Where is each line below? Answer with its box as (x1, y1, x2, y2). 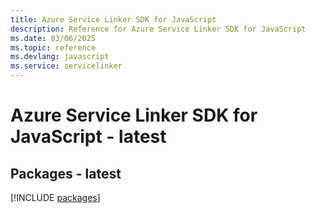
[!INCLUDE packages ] (10, 192, 101, 203)
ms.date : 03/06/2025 (10, 33, 97, 43)
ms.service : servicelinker (10, 61, 123, 71)
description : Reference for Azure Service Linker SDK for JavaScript (10, 24, 307, 34)
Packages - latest (10, 165, 122, 182)
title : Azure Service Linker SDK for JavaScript (10, 14, 217, 25)
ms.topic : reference (10, 42, 97, 53)
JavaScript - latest (10, 126, 167, 148)
